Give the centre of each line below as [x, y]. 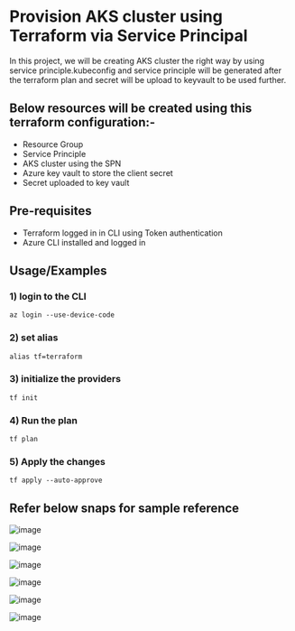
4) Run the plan [44, 420]
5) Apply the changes [57, 462]
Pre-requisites [51, 211]
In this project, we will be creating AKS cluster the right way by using [137, 60]
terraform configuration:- [83, 122]
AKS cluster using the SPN [72, 163]
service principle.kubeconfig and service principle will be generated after [146, 70]
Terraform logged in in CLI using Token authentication [123, 233]
